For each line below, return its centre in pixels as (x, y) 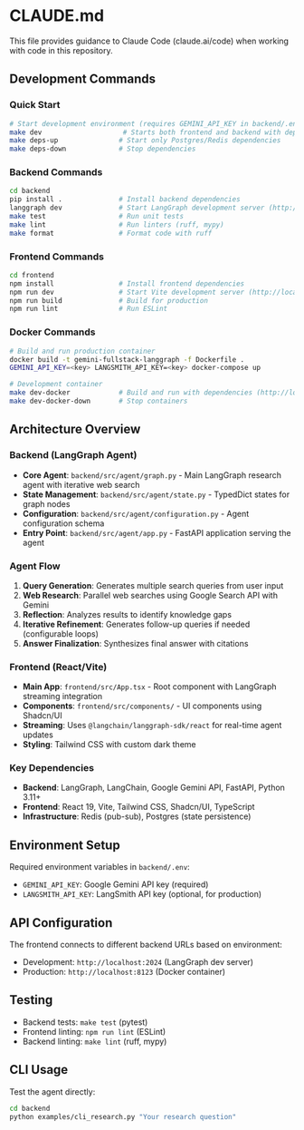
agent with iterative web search (81, 484)
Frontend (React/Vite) (58, 667)
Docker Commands (53, 332)
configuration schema (63, 523)
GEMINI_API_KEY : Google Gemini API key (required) (115, 884)
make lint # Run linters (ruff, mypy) (117, 224)
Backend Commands (56, 172)
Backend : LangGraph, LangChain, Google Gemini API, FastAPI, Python (153, 788)
